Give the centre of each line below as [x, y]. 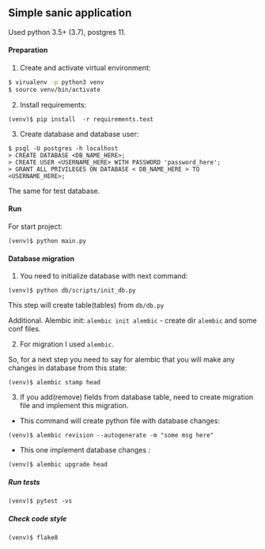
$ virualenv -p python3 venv [56, 82]
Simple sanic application [70, 13]
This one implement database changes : [85, 450]
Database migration [42, 258]
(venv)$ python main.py [47, 240]
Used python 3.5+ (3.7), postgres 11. [67, 32]
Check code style [38, 518]
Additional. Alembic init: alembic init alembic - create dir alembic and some [132, 320]
